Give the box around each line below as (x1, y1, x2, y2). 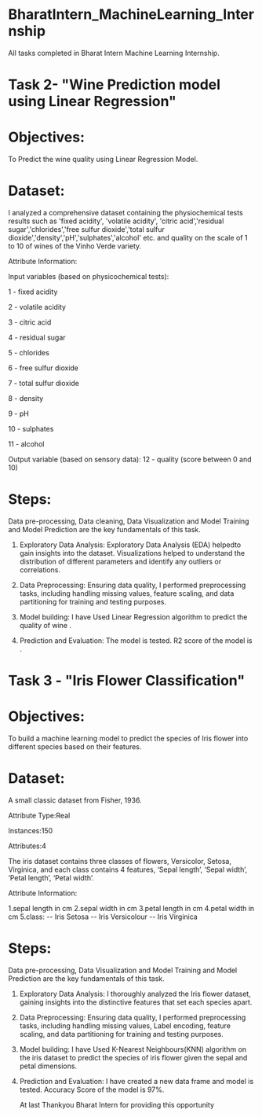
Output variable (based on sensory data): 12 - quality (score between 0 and (8, 454, 253, 464)
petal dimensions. (19, 1061, 77, 1071)
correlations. (19, 564, 61, 575)
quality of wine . (19, 620, 72, 630)
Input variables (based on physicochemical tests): (8, 272, 169, 281)
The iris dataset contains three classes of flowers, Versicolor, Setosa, (8, 857, 231, 865)
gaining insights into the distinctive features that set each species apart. (19, 997, 253, 1007)
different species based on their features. (8, 742, 142, 751)
